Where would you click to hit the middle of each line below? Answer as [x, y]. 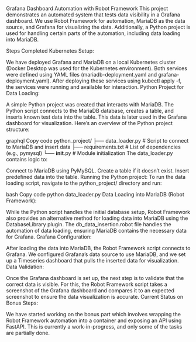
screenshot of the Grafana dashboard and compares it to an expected [90, 291]
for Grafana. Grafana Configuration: [49, 237]
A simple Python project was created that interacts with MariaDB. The [90, 104]
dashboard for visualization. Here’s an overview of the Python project [90, 123]
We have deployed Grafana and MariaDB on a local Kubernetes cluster [91, 62]
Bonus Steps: [22, 303]
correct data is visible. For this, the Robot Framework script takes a [87, 284]
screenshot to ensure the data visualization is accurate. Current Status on [95, 297]
